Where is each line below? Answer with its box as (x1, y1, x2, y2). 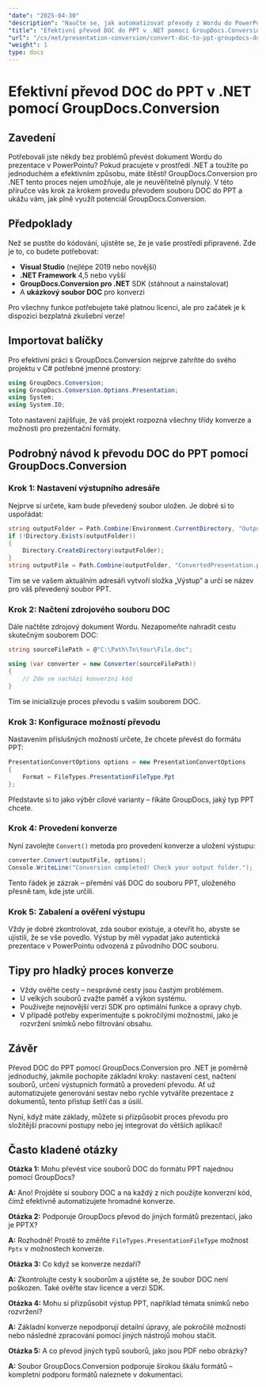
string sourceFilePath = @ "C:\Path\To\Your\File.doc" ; (8, 646, 193, 654)
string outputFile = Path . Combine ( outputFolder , (8, 561, 172, 569)
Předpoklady (8, 217, 73, 231)
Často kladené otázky (8, 1143, 119, 1156)
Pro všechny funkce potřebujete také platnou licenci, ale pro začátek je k (8, 302, 245, 312)
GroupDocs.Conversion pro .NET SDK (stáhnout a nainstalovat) (19, 278, 230, 288)
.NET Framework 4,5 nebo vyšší (19, 270, 126, 280)
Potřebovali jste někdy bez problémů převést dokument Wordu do (8, 152, 223, 161)
